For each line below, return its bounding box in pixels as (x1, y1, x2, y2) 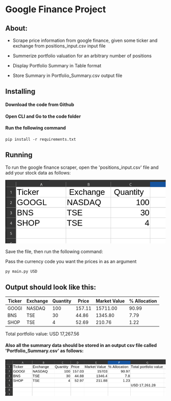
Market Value (96, 297, 125, 304)
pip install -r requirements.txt (5, 137, 76, 142)
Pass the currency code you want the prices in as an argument (5, 259, 137, 265)
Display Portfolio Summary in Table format (12, 63, 102, 68)
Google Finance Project (5, 4, 106, 15)
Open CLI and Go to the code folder (5, 113, 81, 119)
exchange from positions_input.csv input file (12, 43, 106, 49)
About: (5, 24, 28, 33)
